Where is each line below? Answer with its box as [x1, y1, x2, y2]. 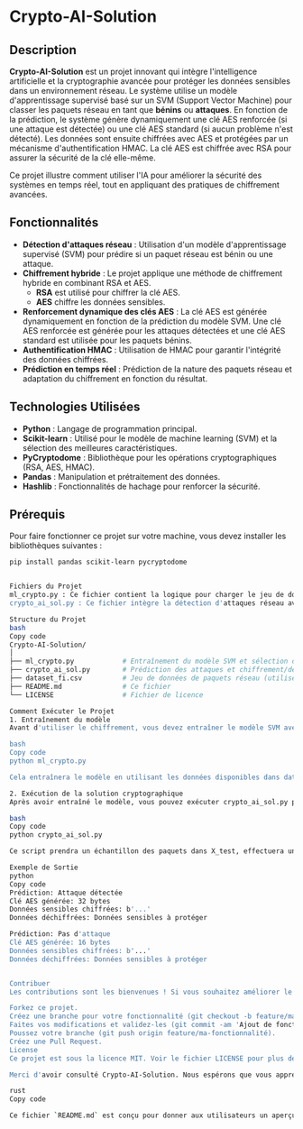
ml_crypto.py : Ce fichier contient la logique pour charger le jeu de [9, 591, 284, 600]
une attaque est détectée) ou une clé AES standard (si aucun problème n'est [9, 124, 293, 134]
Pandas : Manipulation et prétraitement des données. [22, 471, 221, 482]
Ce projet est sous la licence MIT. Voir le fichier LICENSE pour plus [9, 1053, 284, 1063]
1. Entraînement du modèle [9, 715, 111, 724]
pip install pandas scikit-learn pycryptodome [9, 557, 188, 567]
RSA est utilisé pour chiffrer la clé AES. [35, 287, 180, 298]
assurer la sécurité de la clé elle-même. [9, 152, 156, 163]
